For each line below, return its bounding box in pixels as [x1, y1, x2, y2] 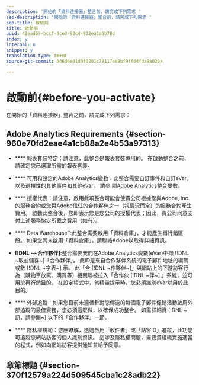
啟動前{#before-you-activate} [6, 91, 156, 104]
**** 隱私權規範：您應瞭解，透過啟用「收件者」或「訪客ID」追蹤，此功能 [14, 326, 193, 333]
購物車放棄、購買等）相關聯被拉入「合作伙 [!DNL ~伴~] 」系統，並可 [25, 272, 192, 279]
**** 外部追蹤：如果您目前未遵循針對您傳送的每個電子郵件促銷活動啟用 [14, 299, 188, 306]
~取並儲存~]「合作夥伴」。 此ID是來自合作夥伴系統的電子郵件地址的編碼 [14, 257, 189, 264]
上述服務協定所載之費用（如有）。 [20, 217, 101, 224]
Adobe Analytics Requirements [6, 129, 124, 139]
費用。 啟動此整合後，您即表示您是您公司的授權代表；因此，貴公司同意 [14, 210, 188, 217]
